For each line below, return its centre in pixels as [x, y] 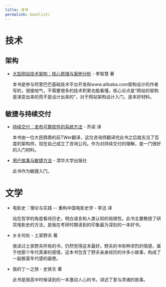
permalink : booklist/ [28, 14]
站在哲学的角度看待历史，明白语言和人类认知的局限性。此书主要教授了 [84, 219]
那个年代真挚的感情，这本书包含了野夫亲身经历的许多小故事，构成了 [91, 252]
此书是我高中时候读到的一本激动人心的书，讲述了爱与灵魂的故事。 [80, 280]
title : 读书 [17, 10]
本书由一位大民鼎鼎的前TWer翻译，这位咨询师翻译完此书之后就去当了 [83, 137]
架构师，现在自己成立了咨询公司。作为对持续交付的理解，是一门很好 [91, 144]
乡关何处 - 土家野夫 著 [35, 236]
